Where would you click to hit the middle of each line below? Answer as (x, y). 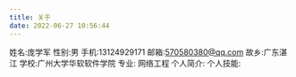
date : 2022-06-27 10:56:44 (59, 26)
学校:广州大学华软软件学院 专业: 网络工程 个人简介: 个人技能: (130, 63)
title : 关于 (30, 17)
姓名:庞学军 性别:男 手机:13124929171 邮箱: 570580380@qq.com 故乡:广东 (144, 52)
